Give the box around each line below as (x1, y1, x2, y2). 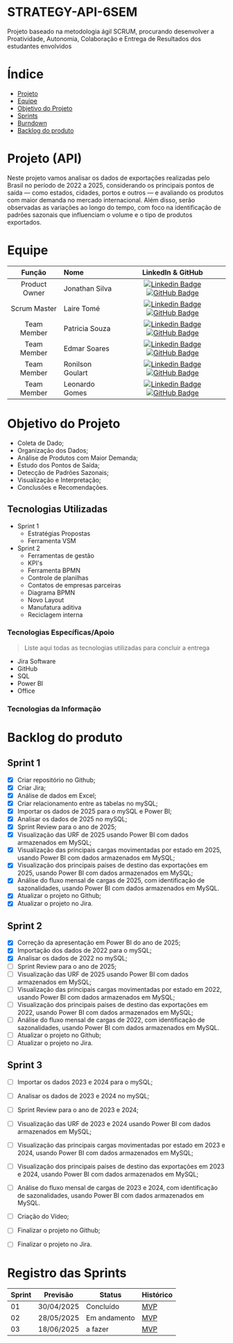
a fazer (85, 1324, 109, 1334)
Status (99, 1290, 122, 1300)
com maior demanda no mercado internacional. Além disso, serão (7, 195, 196, 204)
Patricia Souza (63, 323, 111, 333)
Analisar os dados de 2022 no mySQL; (17, 954, 128, 963)
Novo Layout (27, 595, 64, 604)
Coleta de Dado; (17, 439, 64, 447)
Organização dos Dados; (17, 446, 89, 454)
